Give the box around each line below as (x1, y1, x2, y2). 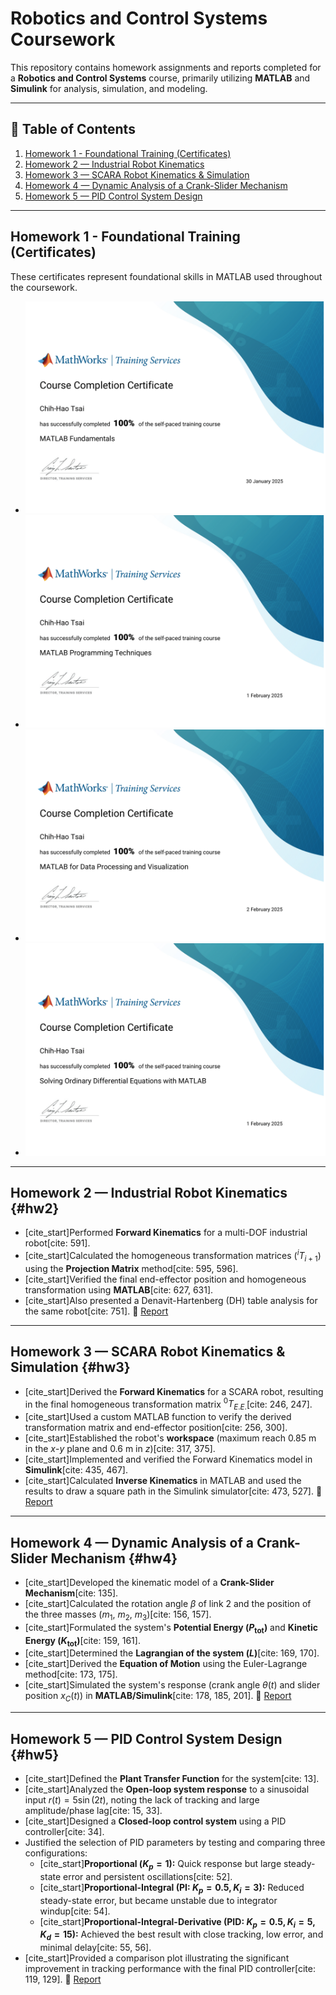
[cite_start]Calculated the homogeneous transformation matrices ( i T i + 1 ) (24, 1248, 322, 1264)
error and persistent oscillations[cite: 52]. (63, 1870, 233, 1882)
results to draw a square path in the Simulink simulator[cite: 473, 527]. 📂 (24, 1485, 323, 1497)
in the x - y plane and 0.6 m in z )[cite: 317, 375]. (24, 1443, 216, 1455)
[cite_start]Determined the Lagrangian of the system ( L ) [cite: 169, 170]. (24, 1647, 320, 1659)
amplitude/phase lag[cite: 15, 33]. (24, 1804, 163, 1816)
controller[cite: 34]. (24, 1825, 105, 1837)
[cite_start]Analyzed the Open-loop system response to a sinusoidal (24, 1783, 310, 1795)
